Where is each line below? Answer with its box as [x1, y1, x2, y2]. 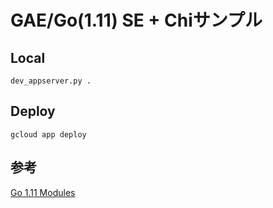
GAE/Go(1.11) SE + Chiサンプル [10, 9, 263, 32]
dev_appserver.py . [10, 76, 92, 86]
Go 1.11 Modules [10, 186, 76, 198]
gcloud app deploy [10, 129, 87, 140]
